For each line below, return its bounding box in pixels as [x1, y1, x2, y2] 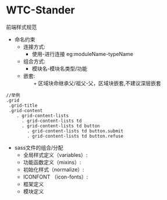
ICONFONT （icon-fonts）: [23, 173, 88, 180]
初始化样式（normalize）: [23, 166, 84, 173]
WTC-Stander [6, 3, 75, 17]
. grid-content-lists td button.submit [27, 128, 124, 134]
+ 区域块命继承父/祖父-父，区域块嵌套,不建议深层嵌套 [33, 79, 161, 86]
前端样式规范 [6, 23, 37, 30]
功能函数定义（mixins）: [23, 159, 81, 166]
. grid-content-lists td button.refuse [27, 133, 124, 139]
